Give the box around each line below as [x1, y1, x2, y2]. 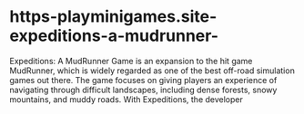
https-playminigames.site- [9, 6, 218, 27]
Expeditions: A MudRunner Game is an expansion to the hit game [9, 55, 253, 66]
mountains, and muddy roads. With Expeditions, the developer [9, 93, 244, 105]
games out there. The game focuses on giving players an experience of [9, 74, 278, 85]
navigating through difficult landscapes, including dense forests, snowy [9, 84, 278, 95]
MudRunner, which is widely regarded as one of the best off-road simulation [9, 65, 296, 76]
